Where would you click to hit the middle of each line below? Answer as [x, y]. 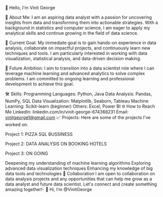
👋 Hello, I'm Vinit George [30, 8]
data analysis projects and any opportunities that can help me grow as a [79, 179]
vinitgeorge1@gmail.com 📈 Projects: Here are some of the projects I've [78, 117]
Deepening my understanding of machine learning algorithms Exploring [78, 163]
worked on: [17, 125]
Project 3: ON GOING [27, 153]
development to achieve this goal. [40, 84]
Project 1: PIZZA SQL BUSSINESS [39, 134]
